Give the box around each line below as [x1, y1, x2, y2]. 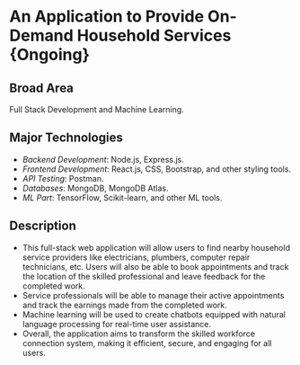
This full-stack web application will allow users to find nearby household [22, 242, 290, 253]
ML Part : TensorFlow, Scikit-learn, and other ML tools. [22, 191, 223, 203]
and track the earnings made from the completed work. [22, 299, 227, 310]
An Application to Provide [9, 6, 205, 27]
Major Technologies [9, 130, 123, 146]
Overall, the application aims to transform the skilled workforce [22, 328, 256, 339]
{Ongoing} [9, 45, 90, 65]
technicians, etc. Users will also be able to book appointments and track [22, 261, 289, 272]
